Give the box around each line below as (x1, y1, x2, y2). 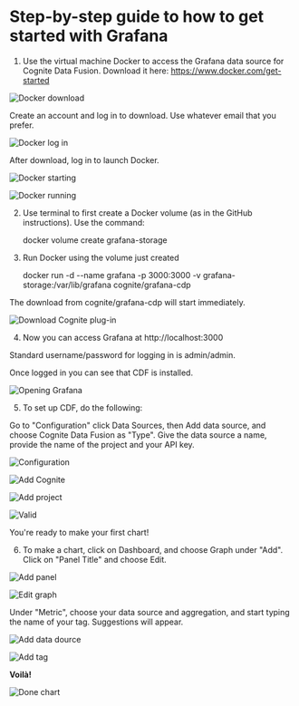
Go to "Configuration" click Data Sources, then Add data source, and (9, 420, 266, 430)
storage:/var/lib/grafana (22, 279, 111, 290)
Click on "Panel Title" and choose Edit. (22, 554, 168, 565)
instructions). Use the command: (22, 217, 145, 227)
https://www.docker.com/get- (170, 65, 282, 76)
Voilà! (9, 669, 32, 680)
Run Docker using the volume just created (22, 252, 179, 263)
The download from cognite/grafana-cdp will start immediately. (9, 296, 246, 307)
